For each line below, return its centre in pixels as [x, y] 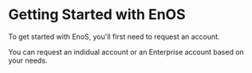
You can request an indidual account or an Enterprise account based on [126, 52]
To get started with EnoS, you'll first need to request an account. [114, 36]
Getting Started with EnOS [97, 15]
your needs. [28, 60]
